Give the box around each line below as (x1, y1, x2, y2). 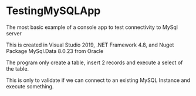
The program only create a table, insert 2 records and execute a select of (6, 59, 183, 66)
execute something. (6, 82, 54, 90)
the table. (6, 65, 29, 72)
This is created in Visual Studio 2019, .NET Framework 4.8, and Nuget (6, 41, 174, 48)
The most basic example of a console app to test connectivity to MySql (6, 24, 178, 31)
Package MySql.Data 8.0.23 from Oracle (6, 47, 104, 54)
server (6, 29, 22, 37)
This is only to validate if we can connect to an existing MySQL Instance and (6, 77, 191, 84)
